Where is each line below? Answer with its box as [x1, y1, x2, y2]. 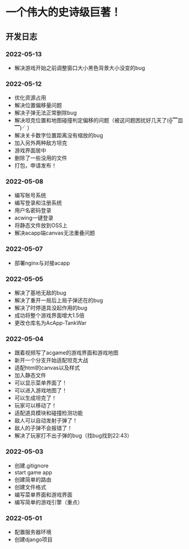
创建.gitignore [14, 462, 49, 469]
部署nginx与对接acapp [14, 259, 70, 266]
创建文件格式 [14, 483, 46, 491]
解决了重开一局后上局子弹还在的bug [14, 296, 103, 304]
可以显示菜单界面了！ [14, 379, 67, 386]
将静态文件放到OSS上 [14, 222, 68, 229]
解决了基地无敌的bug [14, 289, 67, 296]
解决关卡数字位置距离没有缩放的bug [14, 132, 103, 139]
